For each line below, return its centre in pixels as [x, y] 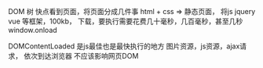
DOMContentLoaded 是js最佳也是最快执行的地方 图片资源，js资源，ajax [124, 46]
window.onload [33, 30]
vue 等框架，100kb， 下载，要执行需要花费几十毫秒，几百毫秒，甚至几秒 [126, 21]
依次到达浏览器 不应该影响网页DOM [81, 56]
